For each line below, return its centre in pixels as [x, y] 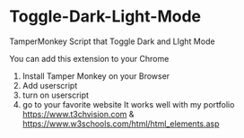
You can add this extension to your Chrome [89, 58]
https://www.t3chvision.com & [78, 114]
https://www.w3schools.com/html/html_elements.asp [121, 124]
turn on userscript [56, 95]
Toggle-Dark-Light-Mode [105, 17]
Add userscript [50, 85]
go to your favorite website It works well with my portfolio [128, 104]
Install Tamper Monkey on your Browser [96, 76]
